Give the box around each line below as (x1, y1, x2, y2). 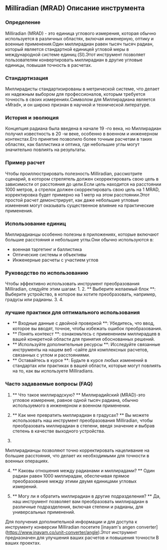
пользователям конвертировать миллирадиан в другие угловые (5, 57, 143, 63)
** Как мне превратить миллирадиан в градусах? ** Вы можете (12, 412, 149, 418)
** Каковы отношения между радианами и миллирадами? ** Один (12, 467, 155, 473)
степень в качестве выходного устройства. (12, 428, 106, 434)
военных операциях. (5, 458, 49, 464)
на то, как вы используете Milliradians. (12, 368, 94, 374)
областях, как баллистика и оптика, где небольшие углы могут (5, 142, 140, 148)
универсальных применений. (12, 509, 76, 515)
